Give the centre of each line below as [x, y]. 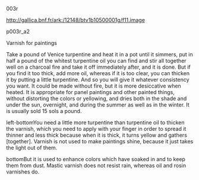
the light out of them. [32, 148]
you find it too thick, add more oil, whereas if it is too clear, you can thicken [98, 73]
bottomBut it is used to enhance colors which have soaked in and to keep [96, 159]
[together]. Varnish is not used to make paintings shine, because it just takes [100, 141]
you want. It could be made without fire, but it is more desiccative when [94, 86]
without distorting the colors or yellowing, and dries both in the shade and [97, 98]
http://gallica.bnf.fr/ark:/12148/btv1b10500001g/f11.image [76, 20]
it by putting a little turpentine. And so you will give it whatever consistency [98, 80]
